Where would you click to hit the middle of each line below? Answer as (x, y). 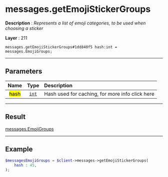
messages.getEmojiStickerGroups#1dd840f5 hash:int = (61, 47)
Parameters (24, 72)
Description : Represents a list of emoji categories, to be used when (75, 23)
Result (15, 117)
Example (19, 149)
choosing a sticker (24, 28)
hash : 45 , (25, 166)
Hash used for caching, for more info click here (99, 94)
